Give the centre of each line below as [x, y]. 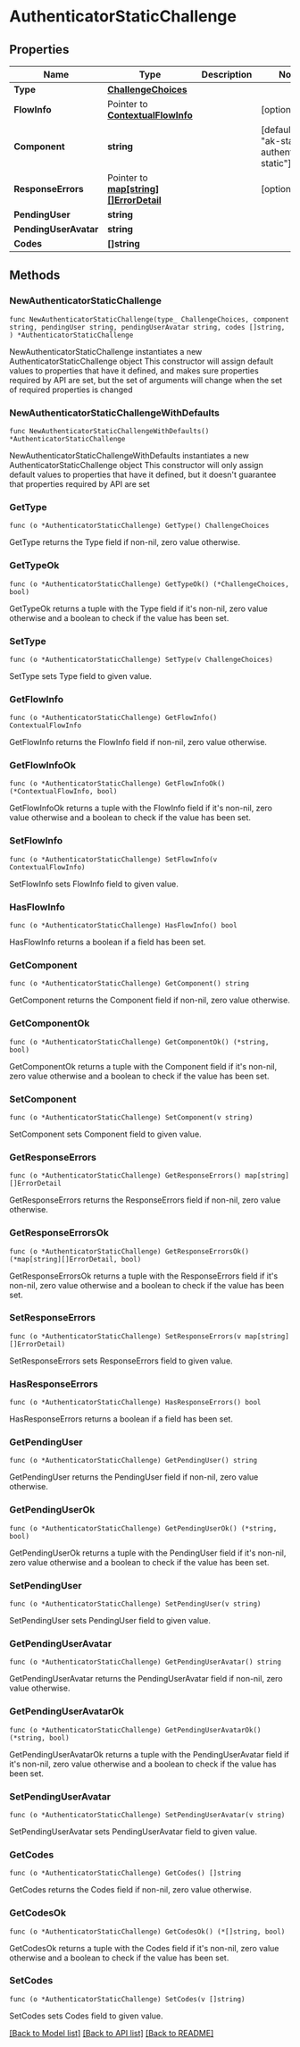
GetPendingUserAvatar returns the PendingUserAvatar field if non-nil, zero [146, 1679]
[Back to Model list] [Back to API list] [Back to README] [112, 2033]
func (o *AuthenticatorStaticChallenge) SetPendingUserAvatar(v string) [147, 1815]
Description [227, 75]
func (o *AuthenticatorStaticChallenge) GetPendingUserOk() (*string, [143, 1528]
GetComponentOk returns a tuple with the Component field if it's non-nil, [143, 1066]
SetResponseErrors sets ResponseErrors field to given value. [121, 1361]
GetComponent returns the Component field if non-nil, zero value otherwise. [150, 1000]
